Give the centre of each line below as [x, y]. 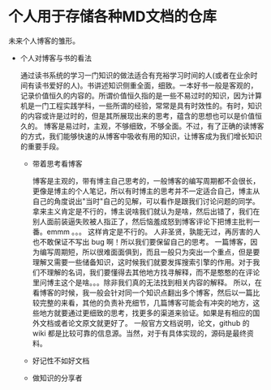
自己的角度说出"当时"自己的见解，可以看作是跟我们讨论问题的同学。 [146, 201]
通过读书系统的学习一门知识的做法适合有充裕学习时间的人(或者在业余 [135, 75]
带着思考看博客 [57, 163]
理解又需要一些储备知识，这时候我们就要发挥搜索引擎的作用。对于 [142, 262]
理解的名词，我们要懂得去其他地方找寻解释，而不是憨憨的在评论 [153, 272]
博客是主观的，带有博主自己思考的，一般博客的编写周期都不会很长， [146, 180]
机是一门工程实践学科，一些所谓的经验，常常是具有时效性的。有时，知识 [141, 106]
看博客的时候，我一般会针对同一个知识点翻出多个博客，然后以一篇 [142, 292]
